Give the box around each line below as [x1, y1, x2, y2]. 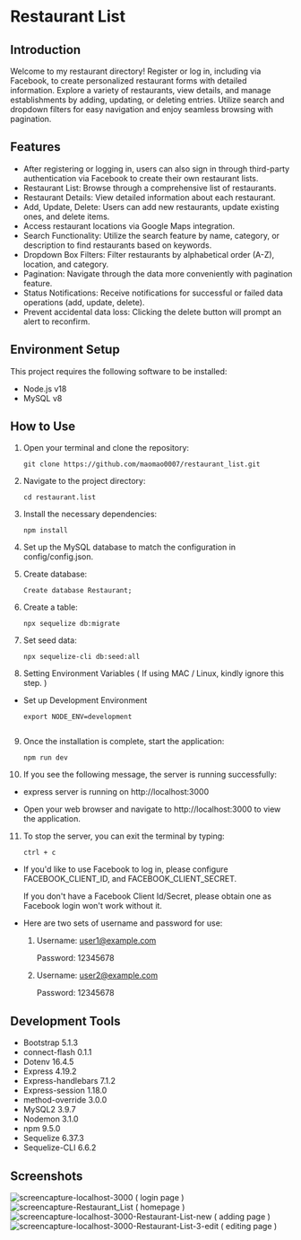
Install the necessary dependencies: [22, 509, 158, 520]
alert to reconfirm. [22, 316, 90, 327]
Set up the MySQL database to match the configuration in [22, 541, 236, 553]
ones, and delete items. [22, 211, 110, 222]
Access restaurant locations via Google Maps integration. [22, 220, 236, 231]
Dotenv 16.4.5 [22, 1057, 74, 1068]
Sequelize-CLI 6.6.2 [22, 1142, 97, 1153]
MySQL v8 [22, 392, 63, 403]
